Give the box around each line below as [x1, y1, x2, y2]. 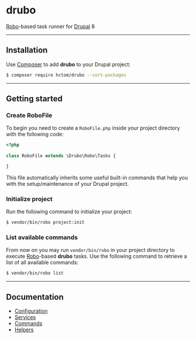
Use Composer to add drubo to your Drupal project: [6, 61, 131, 68]
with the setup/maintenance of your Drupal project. [6, 180, 129, 187]
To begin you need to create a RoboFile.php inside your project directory [6, 124, 180, 132]
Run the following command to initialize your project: [6, 208, 132, 215]
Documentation [6, 292, 64, 302]
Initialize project [6, 195, 53, 203]
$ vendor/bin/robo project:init [6, 220, 85, 226]
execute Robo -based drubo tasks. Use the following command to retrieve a [6, 252, 187, 260]
